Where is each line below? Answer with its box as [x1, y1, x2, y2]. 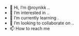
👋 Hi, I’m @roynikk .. [9, 5, 50, 10]
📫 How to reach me [9, 26, 50, 31]
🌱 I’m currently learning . [9, 15, 59, 20]
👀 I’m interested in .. [9, 10, 49, 16]
